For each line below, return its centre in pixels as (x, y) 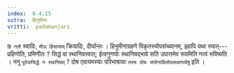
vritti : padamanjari (39, 26)
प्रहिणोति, (17, 54)
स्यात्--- (217, 47)
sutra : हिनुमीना (27, 20)
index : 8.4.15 (29, 14)
